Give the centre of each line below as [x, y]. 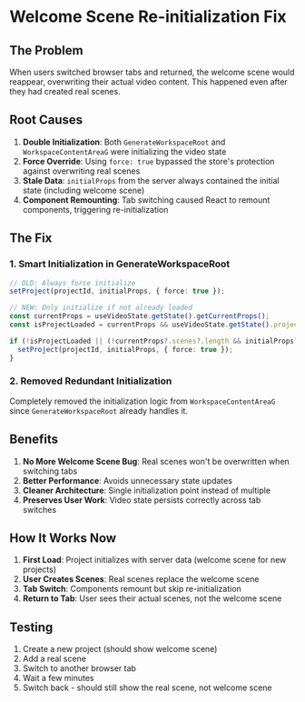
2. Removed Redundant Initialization [91, 381]
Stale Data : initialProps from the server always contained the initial [151, 180]
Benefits [34, 440]
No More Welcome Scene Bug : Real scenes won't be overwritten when [156, 461]
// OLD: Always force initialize [73, 283]
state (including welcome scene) [84, 190]
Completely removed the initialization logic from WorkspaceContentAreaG [143, 401]
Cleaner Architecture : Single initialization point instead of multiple [146, 490]
